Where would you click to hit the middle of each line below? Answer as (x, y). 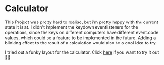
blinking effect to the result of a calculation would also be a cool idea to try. (81, 43)
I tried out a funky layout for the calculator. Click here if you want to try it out (82, 52)
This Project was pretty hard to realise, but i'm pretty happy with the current (82, 22)
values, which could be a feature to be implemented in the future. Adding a (81, 38)
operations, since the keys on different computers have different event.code (82, 32)
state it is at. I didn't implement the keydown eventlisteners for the (71, 27)
